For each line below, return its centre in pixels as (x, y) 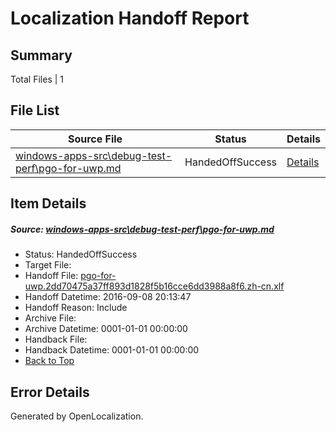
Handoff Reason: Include (76, 308)
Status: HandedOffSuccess (81, 254)
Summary (41, 55)
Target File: (48, 265)
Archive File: (50, 318)
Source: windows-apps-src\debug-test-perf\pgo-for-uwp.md (142, 229)
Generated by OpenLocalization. (77, 416)
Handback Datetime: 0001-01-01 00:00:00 (112, 350)
